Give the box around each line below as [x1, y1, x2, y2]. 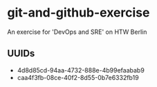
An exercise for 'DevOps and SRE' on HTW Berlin [7, 28, 147, 36]
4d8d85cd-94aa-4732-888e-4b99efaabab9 [17, 66, 145, 74]
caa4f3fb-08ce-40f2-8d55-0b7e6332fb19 [17, 73, 140, 81]
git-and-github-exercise [7, 5, 150, 21]
